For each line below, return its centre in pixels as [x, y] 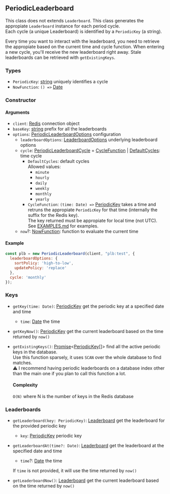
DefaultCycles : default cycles [59, 161]
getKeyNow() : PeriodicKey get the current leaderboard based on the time [88, 331]
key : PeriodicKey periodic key [51, 436]
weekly [42, 189]
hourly [42, 178]
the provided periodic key [39, 426]
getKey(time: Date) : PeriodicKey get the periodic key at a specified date [88, 306]
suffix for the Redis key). [53, 215]
